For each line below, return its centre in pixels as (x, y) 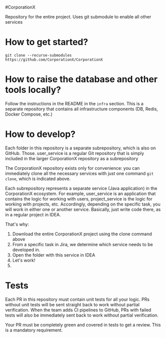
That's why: (17, 224)
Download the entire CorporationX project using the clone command (82, 234)
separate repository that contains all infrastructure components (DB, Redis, (82, 109)
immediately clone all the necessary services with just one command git (79, 173)
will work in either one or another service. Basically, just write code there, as (83, 209)
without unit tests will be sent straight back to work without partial (72, 304)
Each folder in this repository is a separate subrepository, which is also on (81, 148)
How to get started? (47, 42)
